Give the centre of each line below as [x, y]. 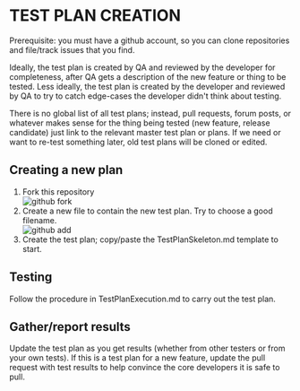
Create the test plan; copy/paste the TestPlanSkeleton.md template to [150, 239]
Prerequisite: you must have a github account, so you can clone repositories [150, 40]
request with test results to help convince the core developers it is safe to [145, 368]
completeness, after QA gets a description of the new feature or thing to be [148, 76]
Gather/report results [70, 327]
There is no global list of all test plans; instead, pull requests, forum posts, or [150, 113]
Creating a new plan [66, 170]
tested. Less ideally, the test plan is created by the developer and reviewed [147, 86]
